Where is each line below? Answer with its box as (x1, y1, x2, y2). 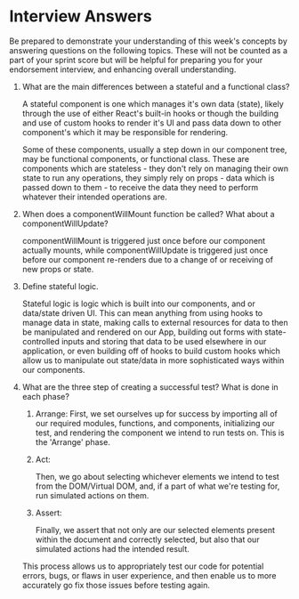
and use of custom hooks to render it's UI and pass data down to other (21, 117, 282, 128)
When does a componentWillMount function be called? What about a (21, 208, 275, 219)
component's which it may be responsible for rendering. (21, 126, 229, 137)
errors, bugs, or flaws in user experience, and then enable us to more (21, 570, 277, 580)
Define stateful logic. (21, 280, 100, 291)
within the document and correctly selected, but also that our (35, 534, 260, 545)
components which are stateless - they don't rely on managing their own (21, 163, 289, 174)
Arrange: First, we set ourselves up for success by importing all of (35, 408, 278, 419)
